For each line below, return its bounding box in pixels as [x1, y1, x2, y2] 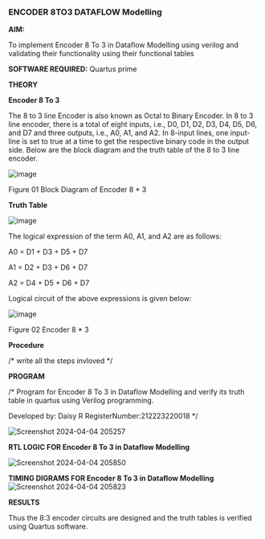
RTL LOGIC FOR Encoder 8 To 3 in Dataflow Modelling [8, 443, 190, 452]
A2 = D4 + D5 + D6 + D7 [8, 278, 90, 288]
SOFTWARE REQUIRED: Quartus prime [8, 64, 138, 74]
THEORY [8, 80, 39, 90]
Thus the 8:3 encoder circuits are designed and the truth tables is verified [8, 513, 252, 523]
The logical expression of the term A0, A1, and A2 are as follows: [8, 231, 222, 241]
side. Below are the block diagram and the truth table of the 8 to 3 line [8, 145, 240, 155]
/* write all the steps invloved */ [8, 356, 113, 365]
